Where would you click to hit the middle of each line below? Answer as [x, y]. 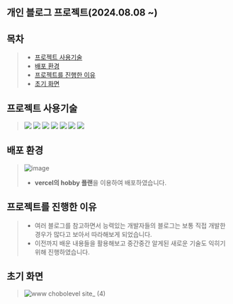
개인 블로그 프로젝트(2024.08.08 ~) [82, 13]
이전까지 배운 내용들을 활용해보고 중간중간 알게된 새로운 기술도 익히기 [130, 243]
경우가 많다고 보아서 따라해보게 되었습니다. [93, 234]
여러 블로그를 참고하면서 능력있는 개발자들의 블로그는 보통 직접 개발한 [130, 226]
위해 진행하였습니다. [62, 252]
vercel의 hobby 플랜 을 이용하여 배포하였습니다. [101, 182]
